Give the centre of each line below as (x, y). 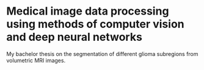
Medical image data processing (88, 11)
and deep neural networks (74, 37)
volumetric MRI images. (36, 60)
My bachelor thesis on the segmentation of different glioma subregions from (102, 54)
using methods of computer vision (95, 24)
